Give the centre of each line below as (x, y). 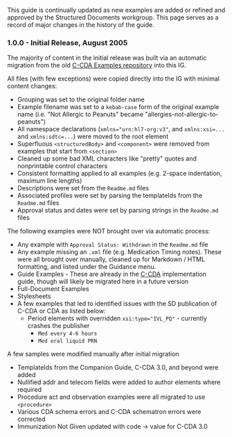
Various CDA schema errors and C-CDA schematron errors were (109, 412)
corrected (32, 419)
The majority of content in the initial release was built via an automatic (107, 58)
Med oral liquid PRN (68, 341)
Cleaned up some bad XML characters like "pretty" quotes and (107, 158)
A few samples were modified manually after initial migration (93, 354)
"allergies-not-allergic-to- (182, 115)
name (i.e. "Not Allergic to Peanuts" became (80, 115)
